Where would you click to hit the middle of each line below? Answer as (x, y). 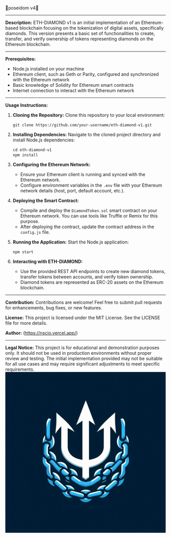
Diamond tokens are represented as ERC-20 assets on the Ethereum (92, 282)
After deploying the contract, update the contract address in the (87, 227)
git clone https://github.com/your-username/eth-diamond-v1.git (82, 125)
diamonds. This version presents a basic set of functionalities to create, (80, 33)
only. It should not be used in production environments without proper (78, 353)
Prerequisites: (21, 59)
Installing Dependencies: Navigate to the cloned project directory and (87, 134)
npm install (25, 155)
